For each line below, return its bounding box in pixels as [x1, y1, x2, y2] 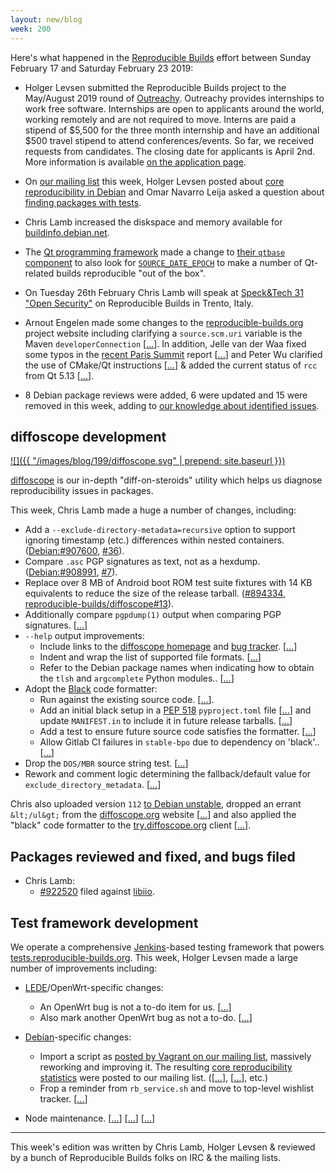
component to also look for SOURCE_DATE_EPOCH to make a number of [24, 256, 303, 268]
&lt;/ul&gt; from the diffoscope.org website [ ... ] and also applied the [10, 809, 297, 821]
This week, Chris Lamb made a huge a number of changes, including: [10, 504, 297, 516]
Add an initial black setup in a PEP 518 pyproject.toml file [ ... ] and [39, 704, 312, 716]
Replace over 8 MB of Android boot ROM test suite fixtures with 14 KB [24, 577, 313, 589]
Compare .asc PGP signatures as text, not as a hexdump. [24, 556, 261, 568]
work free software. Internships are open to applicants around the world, [24, 102, 325, 115]
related [24, 267, 55, 279]
